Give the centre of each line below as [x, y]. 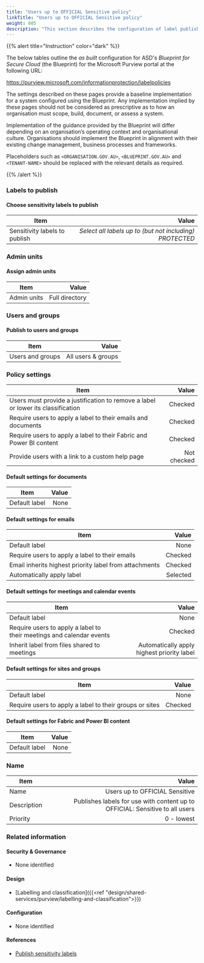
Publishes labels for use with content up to [134, 802]
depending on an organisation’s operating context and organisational [92, 132]
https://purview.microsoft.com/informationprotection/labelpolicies [89, 83]
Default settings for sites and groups [53, 669]
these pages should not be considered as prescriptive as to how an [90, 107]
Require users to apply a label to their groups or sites [84, 705]
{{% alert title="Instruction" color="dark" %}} [63, 46]
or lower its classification [45, 408]
